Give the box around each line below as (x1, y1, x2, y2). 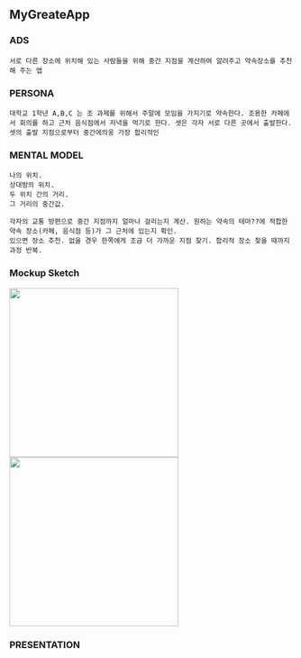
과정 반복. (9, 246, 43, 255)
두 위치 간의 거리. (9, 190, 69, 199)
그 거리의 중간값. (9, 200, 66, 209)
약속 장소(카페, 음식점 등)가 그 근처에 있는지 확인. (9, 227, 178, 236)
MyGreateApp (9, 7, 90, 23)
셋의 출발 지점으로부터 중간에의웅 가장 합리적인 (9, 128, 160, 137)
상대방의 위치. (9, 180, 55, 190)
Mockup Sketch (9, 267, 79, 279)
